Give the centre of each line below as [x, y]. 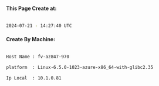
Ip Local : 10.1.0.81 [34, 78]
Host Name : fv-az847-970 [38, 57]
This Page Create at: [31, 8]
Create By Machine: [31, 39]
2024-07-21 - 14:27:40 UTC [39, 26]
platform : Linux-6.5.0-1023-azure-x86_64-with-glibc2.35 [80, 68]
